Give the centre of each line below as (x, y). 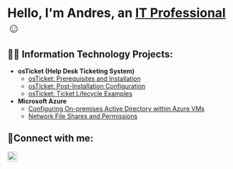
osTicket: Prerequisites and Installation (85, 78)
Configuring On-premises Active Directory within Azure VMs (116, 109)
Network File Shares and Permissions (83, 116)
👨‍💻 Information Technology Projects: (90, 54)
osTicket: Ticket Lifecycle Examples (80, 94)
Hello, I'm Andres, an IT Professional (116, 13)
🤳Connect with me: (50, 138)
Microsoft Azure (42, 101)
